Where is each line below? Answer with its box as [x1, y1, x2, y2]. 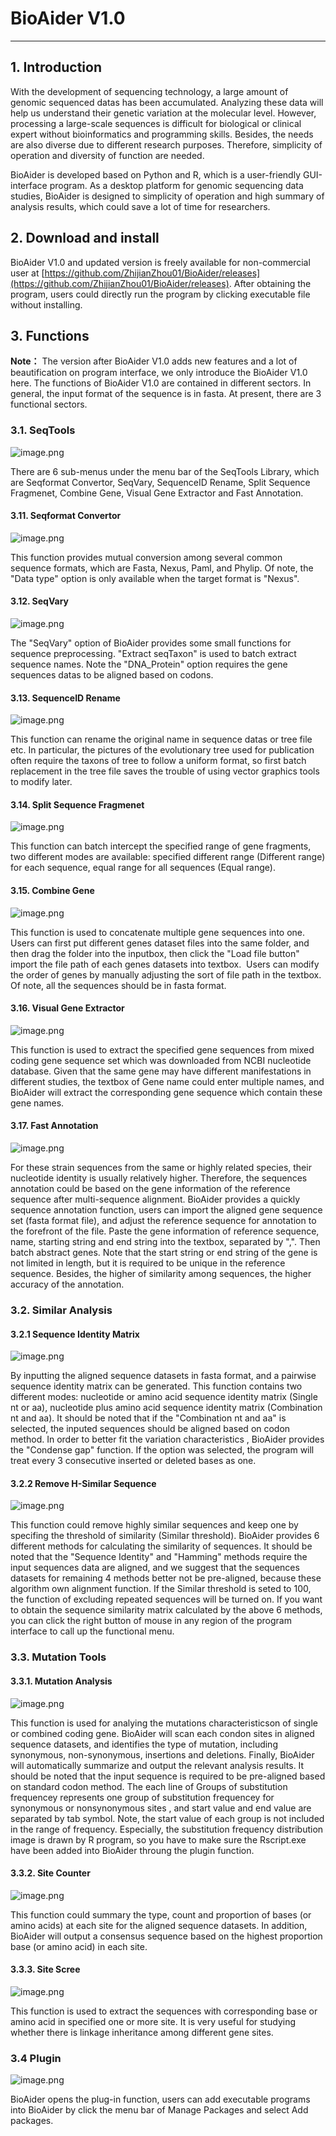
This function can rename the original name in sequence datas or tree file [10, 733, 313, 746]
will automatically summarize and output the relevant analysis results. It [10, 1759, 305, 1771]
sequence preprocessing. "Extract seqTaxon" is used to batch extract [10, 648, 297, 660]
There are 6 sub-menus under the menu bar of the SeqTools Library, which [10, 465, 320, 477]
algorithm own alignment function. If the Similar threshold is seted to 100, [10, 1583, 312, 1595]
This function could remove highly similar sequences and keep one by [10, 1519, 299, 1531]
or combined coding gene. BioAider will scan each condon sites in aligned [10, 1727, 315, 1739]
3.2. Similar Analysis [10, 1303, 113, 1317]
